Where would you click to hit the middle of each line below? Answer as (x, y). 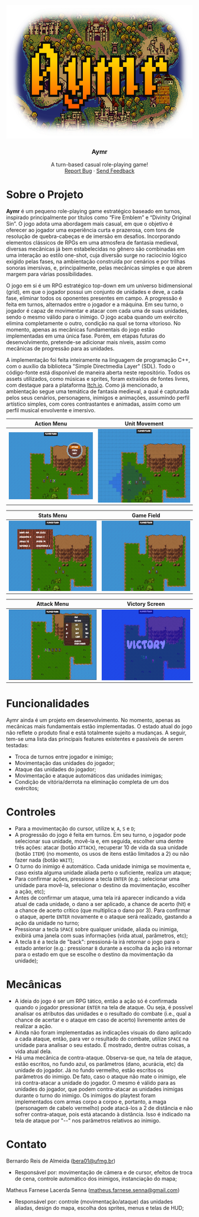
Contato (27, 1144)
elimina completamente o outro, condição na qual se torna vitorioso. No (94, 323)
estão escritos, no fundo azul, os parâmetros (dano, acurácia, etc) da (99, 1064)
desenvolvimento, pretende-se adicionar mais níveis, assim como (86, 342)
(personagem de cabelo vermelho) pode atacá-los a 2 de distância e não (104, 1108)
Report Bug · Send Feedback (99, 171)
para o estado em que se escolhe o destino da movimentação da (94, 955)
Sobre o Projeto (45, 195)
